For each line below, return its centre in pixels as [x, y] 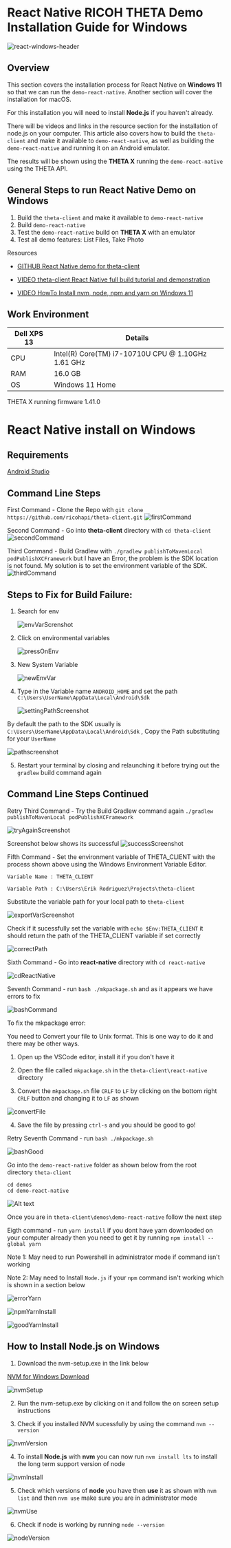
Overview [29, 68]
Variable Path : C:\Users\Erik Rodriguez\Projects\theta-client [101, 889]
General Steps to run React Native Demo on [102, 190]
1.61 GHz [70, 363]
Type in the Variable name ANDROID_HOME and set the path [97, 691]
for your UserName [32, 739]
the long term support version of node [71, 1463]
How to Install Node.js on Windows [84, 1347]
